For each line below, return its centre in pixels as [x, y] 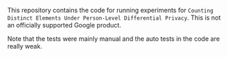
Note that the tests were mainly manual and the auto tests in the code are [114, 39]
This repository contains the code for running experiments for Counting [110, 10]
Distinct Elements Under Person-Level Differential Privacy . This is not [114, 18]
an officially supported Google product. [65, 25]
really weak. [25, 46]
